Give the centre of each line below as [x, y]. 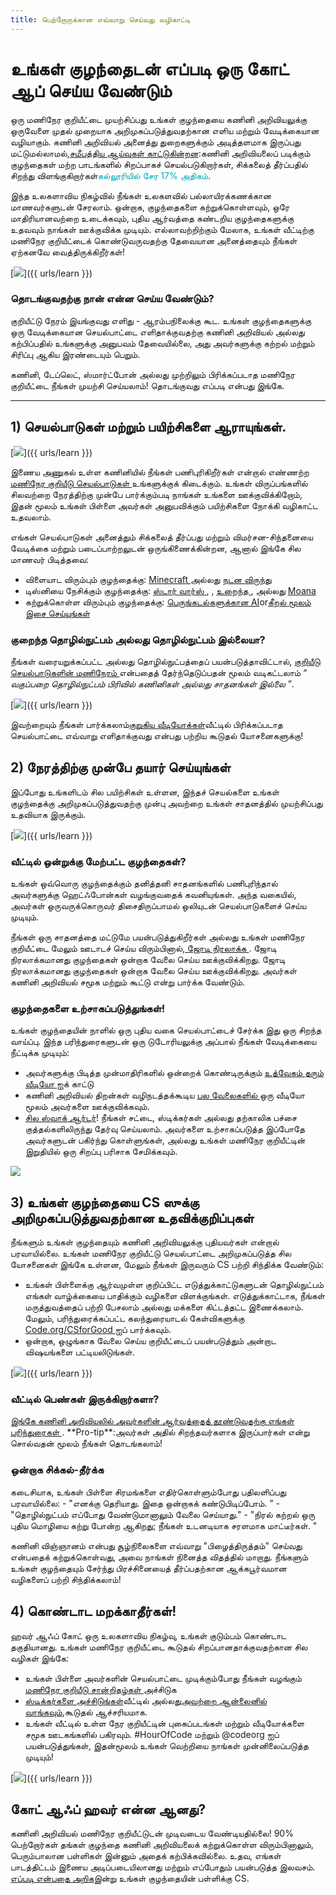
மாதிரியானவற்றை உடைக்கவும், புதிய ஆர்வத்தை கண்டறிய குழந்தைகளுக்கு [152, 218]
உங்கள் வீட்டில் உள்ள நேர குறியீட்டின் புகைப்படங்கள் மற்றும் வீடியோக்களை [164, 1723]
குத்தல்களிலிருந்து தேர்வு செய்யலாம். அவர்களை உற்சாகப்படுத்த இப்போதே [165, 1129]
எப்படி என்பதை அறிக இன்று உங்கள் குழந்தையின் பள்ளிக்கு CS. [130, 1878]
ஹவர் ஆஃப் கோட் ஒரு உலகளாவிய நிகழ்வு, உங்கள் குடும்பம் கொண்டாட [148, 1635]
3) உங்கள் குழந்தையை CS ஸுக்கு [105, 1202]
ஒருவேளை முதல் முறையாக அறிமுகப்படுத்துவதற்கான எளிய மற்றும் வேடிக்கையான [165, 130]
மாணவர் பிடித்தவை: [50, 559]
